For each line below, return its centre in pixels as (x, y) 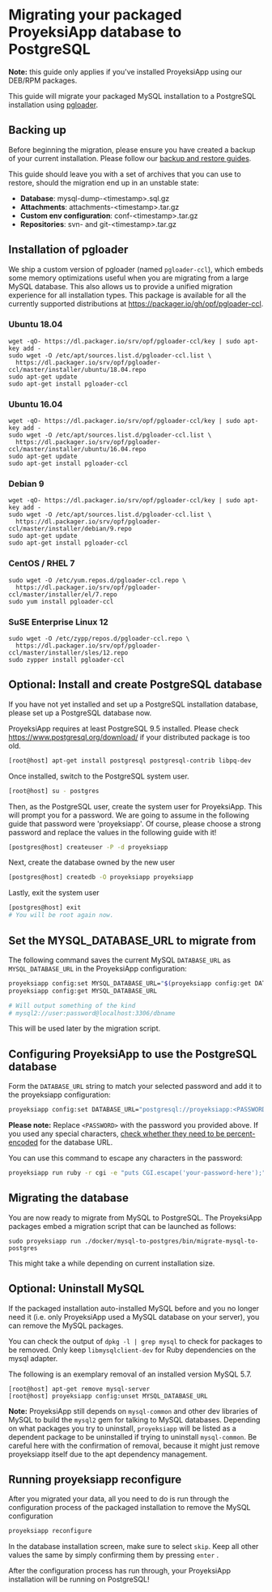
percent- (241, 1134)
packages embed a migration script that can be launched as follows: (122, 1226)
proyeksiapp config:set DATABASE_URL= (74, 1110)
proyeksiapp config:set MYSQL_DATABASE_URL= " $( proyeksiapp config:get (130, 983)
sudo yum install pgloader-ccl (61, 601)
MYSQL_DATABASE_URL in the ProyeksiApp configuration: (98, 968)
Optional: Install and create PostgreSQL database (136, 685)
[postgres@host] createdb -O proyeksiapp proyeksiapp (101, 877)
